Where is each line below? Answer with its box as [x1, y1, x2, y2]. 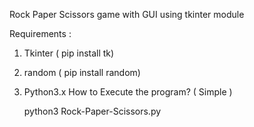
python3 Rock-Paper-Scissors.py [23, 105, 162, 117]
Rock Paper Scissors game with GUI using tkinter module [9, 9, 245, 20]
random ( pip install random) [23, 67, 141, 78]
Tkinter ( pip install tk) [23, 47, 115, 59]
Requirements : [9, 28, 72, 39]
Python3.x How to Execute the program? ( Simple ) [23, 86, 233, 98]
